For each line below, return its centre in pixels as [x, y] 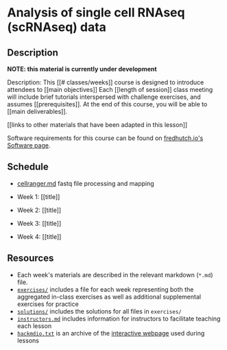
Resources [31, 258]
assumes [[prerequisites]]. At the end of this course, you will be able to [107, 104]
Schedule [28, 167]
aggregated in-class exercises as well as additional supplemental [109, 296]
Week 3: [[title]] [39, 223]
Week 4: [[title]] [39, 236]
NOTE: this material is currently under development [82, 69]
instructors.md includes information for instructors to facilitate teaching [119, 318]
